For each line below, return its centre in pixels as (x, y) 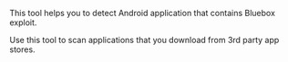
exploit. (23, 22)
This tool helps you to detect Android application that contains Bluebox (143, 13)
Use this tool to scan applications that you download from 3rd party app (144, 40)
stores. (22, 49)
